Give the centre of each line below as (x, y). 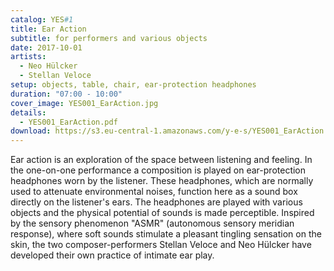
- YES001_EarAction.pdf (68, 122)
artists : (28, 57)
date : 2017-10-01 (46, 47)
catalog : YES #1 (42, 19)
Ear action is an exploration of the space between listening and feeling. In (161, 160)
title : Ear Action (48, 29)
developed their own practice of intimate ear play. (112, 255)
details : (28, 112)
